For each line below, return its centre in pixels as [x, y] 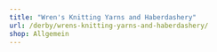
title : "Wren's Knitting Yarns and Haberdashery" [103, 17]
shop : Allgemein [39, 33]
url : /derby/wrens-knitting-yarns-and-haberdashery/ [109, 26]
